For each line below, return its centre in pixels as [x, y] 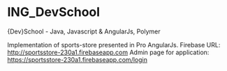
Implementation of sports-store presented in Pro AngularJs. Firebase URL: [114, 45]
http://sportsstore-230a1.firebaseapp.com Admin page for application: [108, 52]
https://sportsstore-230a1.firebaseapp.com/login [78, 59]
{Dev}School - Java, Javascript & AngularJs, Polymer [84, 31]
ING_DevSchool [53, 12]
